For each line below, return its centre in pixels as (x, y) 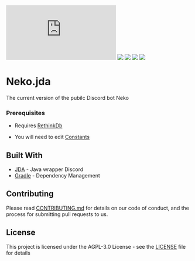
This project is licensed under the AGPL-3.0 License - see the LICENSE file (96, 246)
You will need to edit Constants (52, 137)
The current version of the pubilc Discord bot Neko (67, 98)
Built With (24, 155)
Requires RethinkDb (38, 126)
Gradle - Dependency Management (57, 176)
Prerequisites (25, 113)
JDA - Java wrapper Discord (49, 169)
